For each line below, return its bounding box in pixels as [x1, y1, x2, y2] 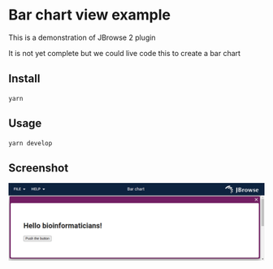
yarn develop [8, 139, 53, 147]
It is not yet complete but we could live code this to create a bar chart [8, 48, 241, 58]
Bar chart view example [8, 6, 171, 24]
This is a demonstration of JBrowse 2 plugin [8, 33, 156, 42]
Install [8, 72, 41, 86]
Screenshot [8, 161, 69, 175]
